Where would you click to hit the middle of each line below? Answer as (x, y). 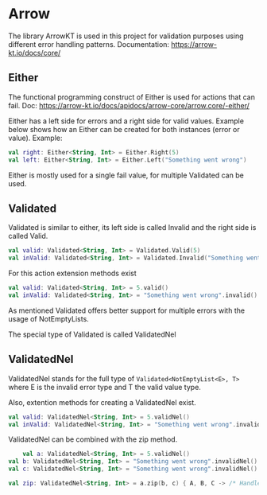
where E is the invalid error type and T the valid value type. (104, 387)
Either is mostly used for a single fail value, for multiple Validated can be (126, 175)
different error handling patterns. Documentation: (89, 44)
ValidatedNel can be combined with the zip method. (93, 439)
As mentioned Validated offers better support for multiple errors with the (126, 310)
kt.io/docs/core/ (35, 53)
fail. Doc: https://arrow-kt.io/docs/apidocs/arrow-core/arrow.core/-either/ (129, 105)
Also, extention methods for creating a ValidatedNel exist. (102, 402)
